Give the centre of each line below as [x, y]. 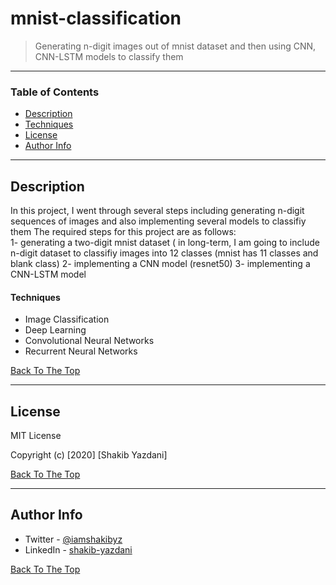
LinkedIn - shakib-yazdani [78, 549]
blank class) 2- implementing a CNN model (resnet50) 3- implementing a [160, 264]
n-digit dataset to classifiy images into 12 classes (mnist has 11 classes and [164, 253]
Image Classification [67, 319]
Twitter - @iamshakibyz [73, 539]
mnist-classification [96, 18]
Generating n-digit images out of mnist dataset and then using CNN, [175, 46]
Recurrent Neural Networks [81, 351]
